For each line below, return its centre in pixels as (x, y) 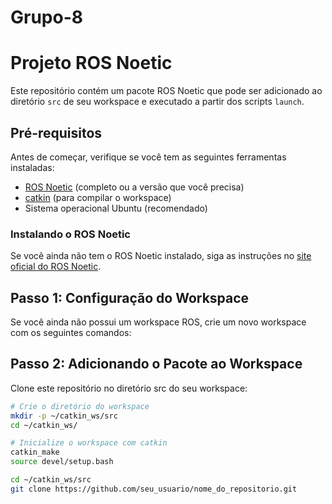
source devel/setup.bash (62, 462)
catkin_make (35, 452)
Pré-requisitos (56, 132)
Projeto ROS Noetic (91, 63)
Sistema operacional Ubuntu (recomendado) (116, 208)
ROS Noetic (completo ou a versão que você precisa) (134, 187)
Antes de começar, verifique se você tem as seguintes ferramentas (148, 157)
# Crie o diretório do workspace (80, 406)
